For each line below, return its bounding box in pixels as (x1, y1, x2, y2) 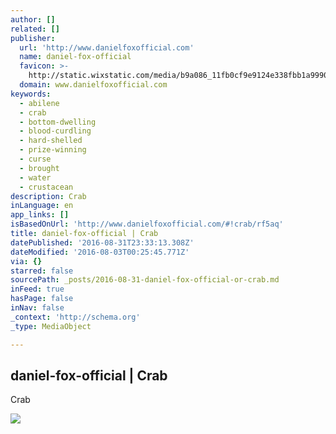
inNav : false (10, 303, 65, 313)
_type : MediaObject (10, 321, 92, 331)
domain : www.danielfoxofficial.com (19, 80, 168, 90)
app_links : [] (10, 210, 70, 220)
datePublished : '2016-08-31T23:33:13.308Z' (10, 237, 195, 248)
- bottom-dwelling (19, 117, 97, 127)
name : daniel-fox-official (19, 52, 132, 62)
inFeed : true (10, 284, 65, 295)
